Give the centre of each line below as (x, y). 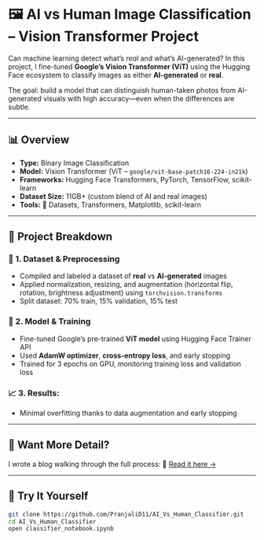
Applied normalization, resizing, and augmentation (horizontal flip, (126, 285)
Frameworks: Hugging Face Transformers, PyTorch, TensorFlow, (125, 179)
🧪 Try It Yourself (48, 496)
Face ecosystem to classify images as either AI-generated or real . (116, 75)
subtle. (19, 107)
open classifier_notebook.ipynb (61, 529)
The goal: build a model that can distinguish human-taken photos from (122, 90)
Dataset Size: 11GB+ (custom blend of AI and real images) (114, 196)
